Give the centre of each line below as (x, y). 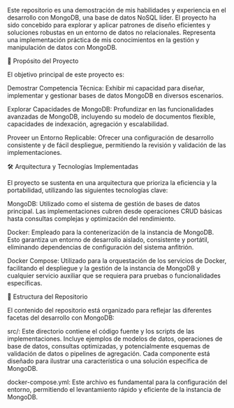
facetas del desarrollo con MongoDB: (61, 318)
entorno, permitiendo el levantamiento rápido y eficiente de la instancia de (114, 389)
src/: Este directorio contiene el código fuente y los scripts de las (101, 331)
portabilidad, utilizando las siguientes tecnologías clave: (88, 190)
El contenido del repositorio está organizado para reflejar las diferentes (109, 310)
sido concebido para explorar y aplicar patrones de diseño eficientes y (109, 25)
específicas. (25, 283)
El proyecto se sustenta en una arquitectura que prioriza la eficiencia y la (112, 183)
